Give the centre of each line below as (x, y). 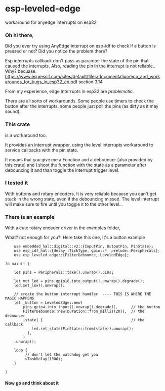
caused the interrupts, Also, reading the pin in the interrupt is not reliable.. (80, 66)
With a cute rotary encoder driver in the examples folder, (63, 228)
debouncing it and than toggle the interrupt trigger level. (62, 170)
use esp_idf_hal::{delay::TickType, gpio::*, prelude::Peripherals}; (87, 251)
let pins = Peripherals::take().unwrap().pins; (64, 273)
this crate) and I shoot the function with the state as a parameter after (76, 165)
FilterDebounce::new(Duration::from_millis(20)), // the (84, 312)
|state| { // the (84, 320)
